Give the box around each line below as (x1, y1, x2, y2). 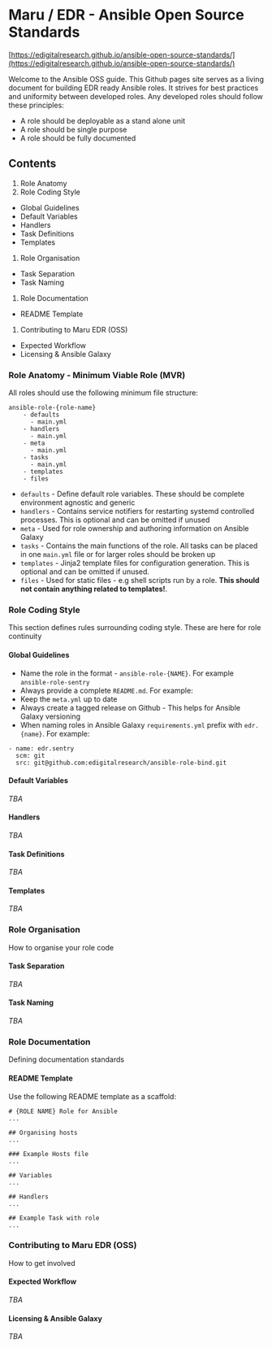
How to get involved (8, 1258, 76, 1268)
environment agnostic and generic (19, 498, 136, 507)
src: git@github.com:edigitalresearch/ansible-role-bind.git (15, 759, 227, 767)
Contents (8, 157, 57, 171)
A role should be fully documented (19, 133, 136, 143)
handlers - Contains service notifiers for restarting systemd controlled (19, 507, 255, 516)
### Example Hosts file (8, 1150, 89, 1158)
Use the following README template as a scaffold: (8, 1091, 177, 1101)
